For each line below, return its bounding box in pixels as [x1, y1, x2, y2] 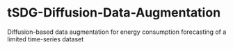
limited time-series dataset [7, 35, 84, 43]
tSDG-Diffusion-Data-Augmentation [7, 5, 221, 21]
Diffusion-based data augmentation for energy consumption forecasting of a [7, 28, 227, 36]
